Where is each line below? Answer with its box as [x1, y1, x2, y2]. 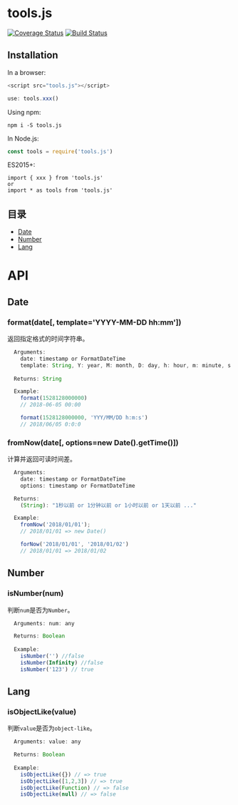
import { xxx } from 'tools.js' [7, 175, 103, 182]
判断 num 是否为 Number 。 [7, 605, 74, 614]
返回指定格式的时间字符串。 [7, 334, 89, 343]
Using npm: [7, 108, 41, 116]
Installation [7, 49, 58, 61]
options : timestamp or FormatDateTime [20, 482, 135, 489]
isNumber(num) [7, 588, 64, 598]
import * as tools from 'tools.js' [7, 187, 113, 194]
